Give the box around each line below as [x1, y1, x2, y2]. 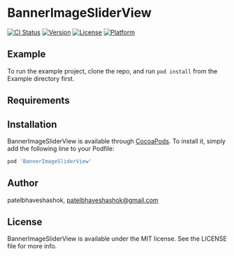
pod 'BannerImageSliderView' [7, 157, 92, 165]
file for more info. [7, 242, 57, 250]
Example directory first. [7, 74, 75, 83]
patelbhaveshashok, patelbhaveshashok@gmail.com [7, 196, 159, 204]
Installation [7, 118, 57, 130]
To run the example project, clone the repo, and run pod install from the [7, 66, 218, 75]
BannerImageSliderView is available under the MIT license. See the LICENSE [7, 234, 227, 243]
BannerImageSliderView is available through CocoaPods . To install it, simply [7, 136, 226, 145]
